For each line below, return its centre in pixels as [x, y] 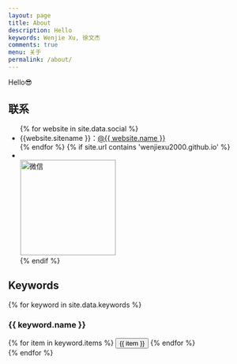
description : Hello [40, 30]
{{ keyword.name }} [47, 325]
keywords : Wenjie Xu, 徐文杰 [55, 38]
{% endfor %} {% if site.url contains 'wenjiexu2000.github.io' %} [125, 146]
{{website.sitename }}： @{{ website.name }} [92, 138]
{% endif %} [40, 260]
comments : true [33, 45]
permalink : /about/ [40, 60]
